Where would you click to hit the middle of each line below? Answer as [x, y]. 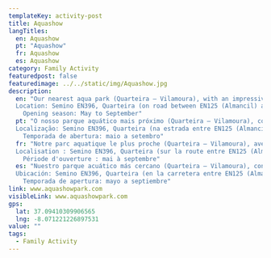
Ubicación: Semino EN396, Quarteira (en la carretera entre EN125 [129, 174]
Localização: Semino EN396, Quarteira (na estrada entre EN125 [124, 129]
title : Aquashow [35, 23]
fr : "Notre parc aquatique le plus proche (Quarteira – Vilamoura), [133, 144]
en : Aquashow [38, 38]
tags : [17, 234]
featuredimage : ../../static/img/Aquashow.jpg [88, 83]
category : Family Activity [54, 69]
